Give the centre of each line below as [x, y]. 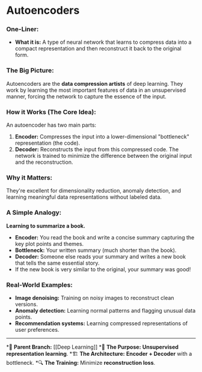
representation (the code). [47, 143]
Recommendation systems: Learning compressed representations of [101, 323]
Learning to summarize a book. [46, 226]
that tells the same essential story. [57, 263]
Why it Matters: [29, 178]
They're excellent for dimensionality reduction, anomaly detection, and [94, 191]
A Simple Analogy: [34, 212]
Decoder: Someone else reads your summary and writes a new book [100, 256]
